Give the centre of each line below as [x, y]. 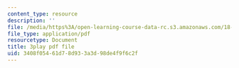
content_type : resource [43, 14]
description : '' [31, 21]
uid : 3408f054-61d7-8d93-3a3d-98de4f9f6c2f [73, 54]
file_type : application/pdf [49, 34]
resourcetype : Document [43, 40]
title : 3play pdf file [41, 47]
